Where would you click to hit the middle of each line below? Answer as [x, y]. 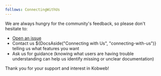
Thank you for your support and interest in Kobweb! [57, 68]
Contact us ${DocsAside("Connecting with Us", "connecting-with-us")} [84, 43]
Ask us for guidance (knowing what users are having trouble [73, 54]
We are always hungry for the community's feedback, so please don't [75, 23]
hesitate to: [16, 28]
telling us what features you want [46, 48]
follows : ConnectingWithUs [33, 9]
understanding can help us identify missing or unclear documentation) [83, 58]
